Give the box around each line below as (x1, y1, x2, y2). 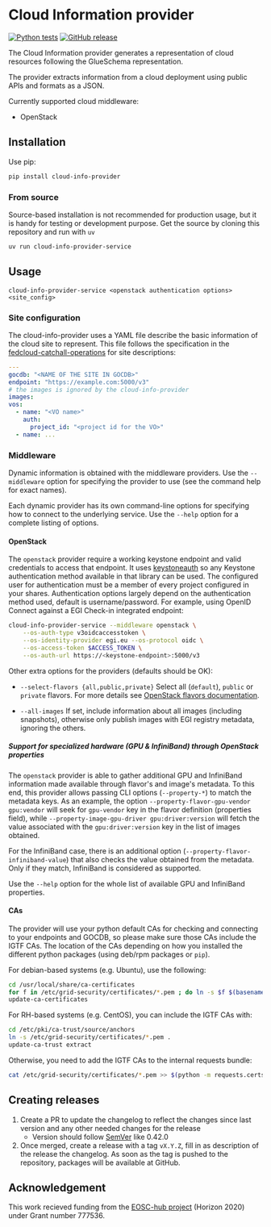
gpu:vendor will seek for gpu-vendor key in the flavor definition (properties (8, 804, 252, 814)
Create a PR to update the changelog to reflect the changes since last (19, 1115, 252, 1125)
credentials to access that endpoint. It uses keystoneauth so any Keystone (8, 563, 256, 573)
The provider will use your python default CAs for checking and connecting (8, 924, 259, 933)
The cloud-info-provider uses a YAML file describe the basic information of (8, 330, 258, 340)
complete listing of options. (8, 518, 99, 528)
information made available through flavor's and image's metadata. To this (8, 778, 256, 788)
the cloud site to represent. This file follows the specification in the (8, 339, 230, 348)
